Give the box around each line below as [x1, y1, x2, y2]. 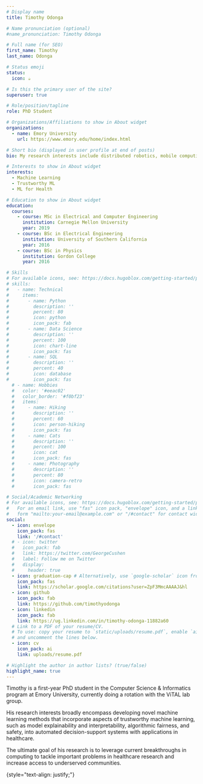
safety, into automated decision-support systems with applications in [6, 728, 178, 736]
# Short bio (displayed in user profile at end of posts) [6, 147, 155, 153]
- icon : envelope [11, 522, 56, 528]
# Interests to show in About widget [6, 164, 101, 170]
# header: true [11, 567, 61, 573]
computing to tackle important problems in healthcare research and [6, 753, 175, 760]
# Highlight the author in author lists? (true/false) [6, 663, 147, 669]
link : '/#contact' [17, 533, 63, 540]
